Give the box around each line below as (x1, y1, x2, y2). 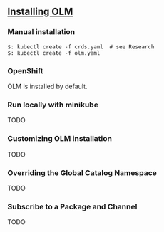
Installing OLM (7, 6, 73, 18)
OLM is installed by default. (7, 82, 88, 90)
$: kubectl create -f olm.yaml (7, 49, 101, 56)
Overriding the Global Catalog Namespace (7, 167, 157, 177)
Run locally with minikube (7, 100, 98, 110)
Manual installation (7, 27, 76, 37)
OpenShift (7, 65, 44, 75)
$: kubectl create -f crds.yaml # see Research (7, 43, 155, 51)
